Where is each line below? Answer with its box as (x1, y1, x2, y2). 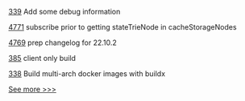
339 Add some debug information (8, 7, 121, 16)
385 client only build (8, 54, 77, 63)
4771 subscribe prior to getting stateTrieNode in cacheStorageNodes (8, 22, 237, 31)
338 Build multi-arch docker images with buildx (8, 69, 166, 79)
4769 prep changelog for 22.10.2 (8, 38, 117, 47)
